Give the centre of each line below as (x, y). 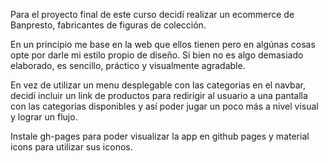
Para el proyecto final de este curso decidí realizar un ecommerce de (152, 14)
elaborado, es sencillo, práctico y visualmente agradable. (128, 65)
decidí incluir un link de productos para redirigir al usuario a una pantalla (159, 95)
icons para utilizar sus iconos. (71, 147)
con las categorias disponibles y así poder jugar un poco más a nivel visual (164, 106)
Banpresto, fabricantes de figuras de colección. (108, 25)
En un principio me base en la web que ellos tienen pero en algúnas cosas (163, 44)
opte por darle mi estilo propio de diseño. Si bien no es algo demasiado (157, 55)
